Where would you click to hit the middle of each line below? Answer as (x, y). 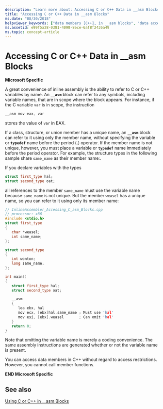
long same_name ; (28, 264)
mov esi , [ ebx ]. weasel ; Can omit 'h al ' (66, 317)
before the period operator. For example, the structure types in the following (81, 153)
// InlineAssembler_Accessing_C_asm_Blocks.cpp (54, 209)
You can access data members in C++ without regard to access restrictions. (81, 359)
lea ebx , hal (31, 308)
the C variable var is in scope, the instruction (50, 104)
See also (18, 389)
